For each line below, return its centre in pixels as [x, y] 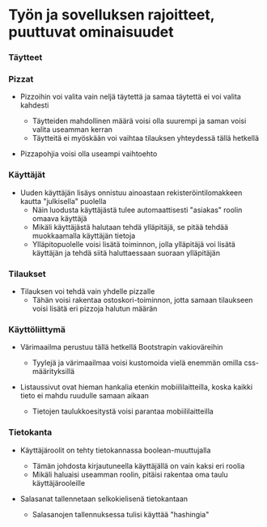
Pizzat [21, 79]
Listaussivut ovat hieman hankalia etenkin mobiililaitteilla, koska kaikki [136, 387]
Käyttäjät [27, 175]
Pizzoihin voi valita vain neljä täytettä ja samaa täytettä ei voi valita [130, 97]
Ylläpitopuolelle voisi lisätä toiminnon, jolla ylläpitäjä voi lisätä [134, 244]
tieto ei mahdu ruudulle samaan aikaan [85, 396]
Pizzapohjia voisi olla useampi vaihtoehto [89, 154]
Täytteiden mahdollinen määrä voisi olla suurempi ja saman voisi [139, 121]
